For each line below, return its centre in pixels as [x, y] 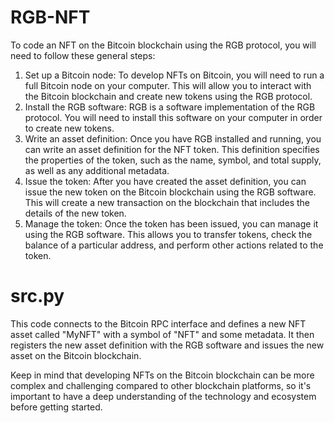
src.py [37, 296]
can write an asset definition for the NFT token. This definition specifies [172, 149]
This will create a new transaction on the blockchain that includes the [167, 202]
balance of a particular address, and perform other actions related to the [174, 245]
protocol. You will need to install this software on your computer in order [173, 117]
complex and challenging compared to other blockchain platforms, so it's [161, 385]
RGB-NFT [50, 17]
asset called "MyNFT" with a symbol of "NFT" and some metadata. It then [162, 334]
